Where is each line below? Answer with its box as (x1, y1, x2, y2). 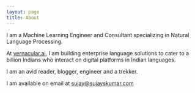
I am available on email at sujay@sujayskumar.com (6, 80, 134, 87)
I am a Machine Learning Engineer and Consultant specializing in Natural (6, 31, 189, 38)
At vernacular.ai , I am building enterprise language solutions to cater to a (6, 49, 189, 57)
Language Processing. (6, 38, 63, 45)
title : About (6, 15, 40, 21)
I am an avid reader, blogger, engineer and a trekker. (6, 67, 138, 75)
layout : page (6, 9, 40, 15)
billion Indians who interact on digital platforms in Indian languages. (6, 56, 176, 63)
